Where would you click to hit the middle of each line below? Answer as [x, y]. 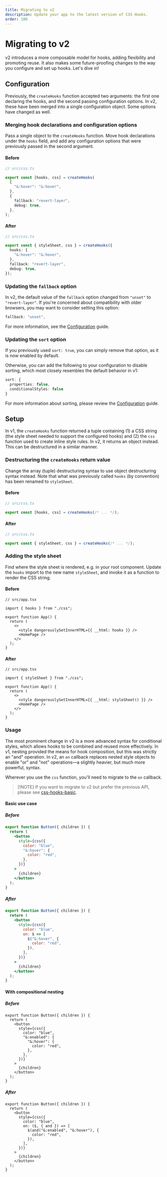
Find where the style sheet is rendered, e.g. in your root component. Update [83, 567]
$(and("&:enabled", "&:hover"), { [63, 1130]
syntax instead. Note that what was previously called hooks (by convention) [82, 476]
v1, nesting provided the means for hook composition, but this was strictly [81, 751]
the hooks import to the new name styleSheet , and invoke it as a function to [82, 572]
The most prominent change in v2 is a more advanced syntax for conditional [83, 741]
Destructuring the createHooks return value [58, 460]
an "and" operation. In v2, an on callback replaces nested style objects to [80, 757]
